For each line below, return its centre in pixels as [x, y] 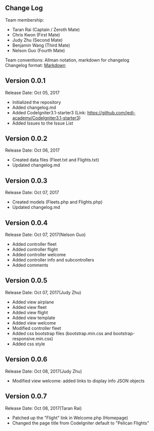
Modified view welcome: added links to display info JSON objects [78, 381]
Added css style [28, 344]
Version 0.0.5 [26, 281]
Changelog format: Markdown [35, 65]
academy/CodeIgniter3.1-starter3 [46, 118]
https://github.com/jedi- [112, 112]
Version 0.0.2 [26, 139]
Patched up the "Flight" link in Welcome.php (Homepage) [70, 418]
